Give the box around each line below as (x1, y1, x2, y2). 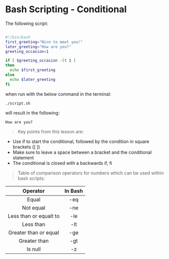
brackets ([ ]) (12, 143, 41, 150)
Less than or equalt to (8, 212, 60, 219)
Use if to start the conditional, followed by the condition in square (12, 138, 150, 145)
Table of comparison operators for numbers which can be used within (17, 169, 164, 176)
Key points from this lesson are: (17, 128, 84, 134)
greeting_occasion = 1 (5, 49, 49, 54)
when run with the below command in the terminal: (5, 91, 112, 97)
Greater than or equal (8, 229, 59, 236)
